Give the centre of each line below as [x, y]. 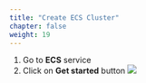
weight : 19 [30, 34]
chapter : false [38, 26]
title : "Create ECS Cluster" [64, 18]
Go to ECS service [57, 60]
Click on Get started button [74, 71]
